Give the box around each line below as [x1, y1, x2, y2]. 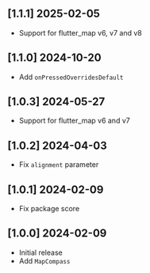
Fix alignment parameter [18, 160, 99, 169]
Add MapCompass [18, 256, 71, 265]
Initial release [18, 248, 63, 257]
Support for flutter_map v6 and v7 [18, 116, 130, 126]
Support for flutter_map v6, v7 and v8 [18, 28, 142, 37]
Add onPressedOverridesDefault [18, 72, 124, 82]
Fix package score [18, 204, 80, 214]
